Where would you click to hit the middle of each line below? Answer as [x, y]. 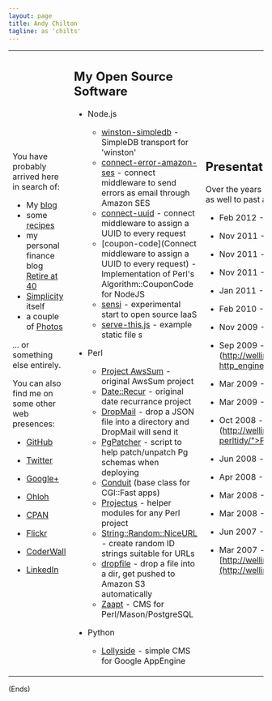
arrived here [36, 177]
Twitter [40, 460]
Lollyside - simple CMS [146, 651]
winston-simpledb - [140, 132]
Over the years [233, 190]
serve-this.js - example [147, 324]
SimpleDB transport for [144, 142]
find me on [33, 394]
